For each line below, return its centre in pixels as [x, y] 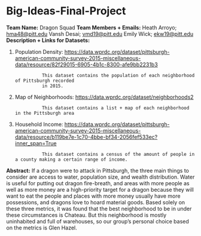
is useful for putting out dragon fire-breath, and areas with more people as [98, 183]
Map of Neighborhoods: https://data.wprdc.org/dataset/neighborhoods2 [104, 97]
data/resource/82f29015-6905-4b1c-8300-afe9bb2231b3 [86, 65]
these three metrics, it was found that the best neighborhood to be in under [99, 209]
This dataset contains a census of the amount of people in [118, 154]
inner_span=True [36, 143]
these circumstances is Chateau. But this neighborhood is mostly [86, 215]
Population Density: [39, 51]
